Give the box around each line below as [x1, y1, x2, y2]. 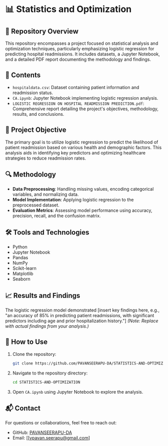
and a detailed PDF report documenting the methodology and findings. [5, 56, 151, 62]
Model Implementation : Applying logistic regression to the [12, 197, 134, 203]
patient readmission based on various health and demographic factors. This [5, 144, 162, 151]
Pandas [12, 255, 29, 261]
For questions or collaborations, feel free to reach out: [5, 420, 117, 426]
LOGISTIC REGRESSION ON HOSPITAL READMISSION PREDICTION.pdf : [12, 100, 144, 106]
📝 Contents [5, 71, 41, 80]
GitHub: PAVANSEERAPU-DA [12, 429, 72, 435]
